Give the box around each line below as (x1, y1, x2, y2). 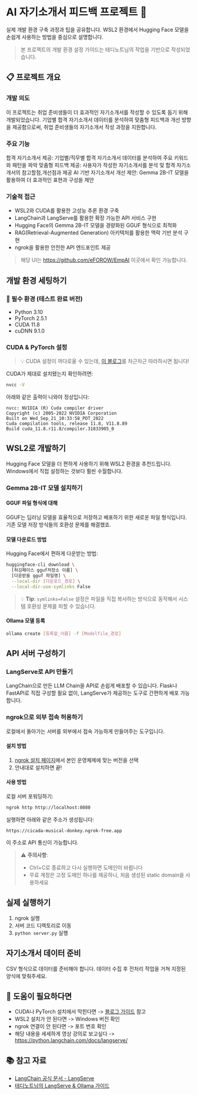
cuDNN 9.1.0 (14, 327, 45, 334)
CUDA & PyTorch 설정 (6, 343, 68, 351)
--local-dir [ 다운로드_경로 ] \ (11, 578, 81, 584)
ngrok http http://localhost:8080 (6, 804, 91, 811)
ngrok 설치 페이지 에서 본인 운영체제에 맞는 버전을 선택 (14, 757, 139, 764)
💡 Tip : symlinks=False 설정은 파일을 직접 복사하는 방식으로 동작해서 (20, 595, 178, 602)
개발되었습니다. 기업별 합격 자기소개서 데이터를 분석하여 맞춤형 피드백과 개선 (6, 116, 181, 123)
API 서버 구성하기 (6, 648, 66, 659)
